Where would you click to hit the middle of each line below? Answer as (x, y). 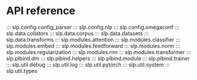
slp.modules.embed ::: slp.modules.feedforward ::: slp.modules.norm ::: (93, 46)
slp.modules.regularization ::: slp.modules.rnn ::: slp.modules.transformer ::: (99, 52)
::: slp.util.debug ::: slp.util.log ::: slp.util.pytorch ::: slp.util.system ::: (88, 64)
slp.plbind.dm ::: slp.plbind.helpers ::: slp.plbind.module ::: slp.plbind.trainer (98, 58)
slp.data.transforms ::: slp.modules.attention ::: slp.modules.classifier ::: (93, 39)
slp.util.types (22, 71)
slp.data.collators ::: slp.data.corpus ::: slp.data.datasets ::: (78, 33)
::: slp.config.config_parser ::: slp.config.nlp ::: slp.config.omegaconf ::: (93, 27)
